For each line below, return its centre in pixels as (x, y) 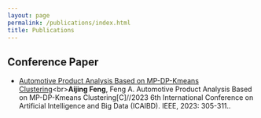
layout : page (29, 15)
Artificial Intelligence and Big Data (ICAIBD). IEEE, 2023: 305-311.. (125, 106)
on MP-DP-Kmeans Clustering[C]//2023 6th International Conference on (136, 98)
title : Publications (41, 30)
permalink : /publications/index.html (69, 23)
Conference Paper (53, 62)
